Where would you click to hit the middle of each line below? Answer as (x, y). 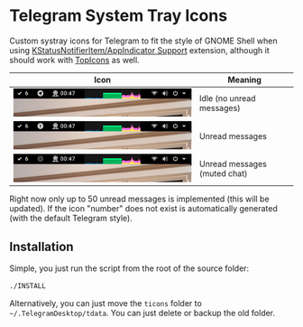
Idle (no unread (228, 98)
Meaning (244, 80)
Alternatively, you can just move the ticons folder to (106, 304)
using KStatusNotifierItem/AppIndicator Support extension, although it (140, 50)
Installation (41, 246)
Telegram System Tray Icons (119, 16)
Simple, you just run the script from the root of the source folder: (129, 268)
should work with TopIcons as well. (74, 60)
